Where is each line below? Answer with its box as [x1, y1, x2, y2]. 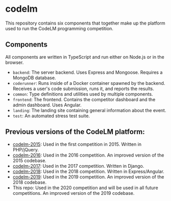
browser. [5, 59, 24, 65]
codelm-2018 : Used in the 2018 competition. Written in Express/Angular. [12, 168, 164, 174]
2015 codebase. [12, 157, 47, 164]
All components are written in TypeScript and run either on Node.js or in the [5, 54, 164, 60]
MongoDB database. [12, 75, 56, 81]
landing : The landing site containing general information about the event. [12, 107, 166, 113]
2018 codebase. [12, 179, 47, 185]
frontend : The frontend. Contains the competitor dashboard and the [12, 96, 156, 102]
